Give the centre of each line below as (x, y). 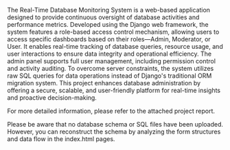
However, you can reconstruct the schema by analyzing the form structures (114, 131)
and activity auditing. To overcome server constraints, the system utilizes (111, 68)
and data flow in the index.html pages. (61, 139)
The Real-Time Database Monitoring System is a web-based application (109, 10)
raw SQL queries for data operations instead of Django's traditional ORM (110, 76)
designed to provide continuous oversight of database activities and (103, 17)
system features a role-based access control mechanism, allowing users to (113, 32)
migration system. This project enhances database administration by (104, 83)
